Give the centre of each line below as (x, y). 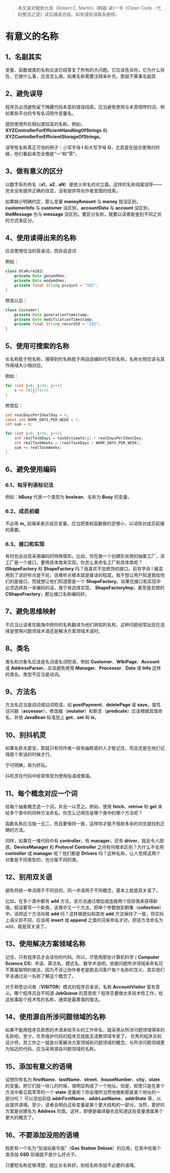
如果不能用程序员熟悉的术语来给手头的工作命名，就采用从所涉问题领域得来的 (85, 1030)
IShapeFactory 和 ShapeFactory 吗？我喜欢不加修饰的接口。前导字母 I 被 (82, 568)
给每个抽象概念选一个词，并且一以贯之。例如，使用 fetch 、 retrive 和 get (81, 806)
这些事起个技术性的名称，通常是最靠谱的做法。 (54, 999)
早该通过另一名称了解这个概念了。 (41, 976)
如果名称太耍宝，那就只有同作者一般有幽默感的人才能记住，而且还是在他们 (83, 748)
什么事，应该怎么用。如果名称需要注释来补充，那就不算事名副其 (89, 76)
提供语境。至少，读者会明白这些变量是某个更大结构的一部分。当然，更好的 (87, 1105)
